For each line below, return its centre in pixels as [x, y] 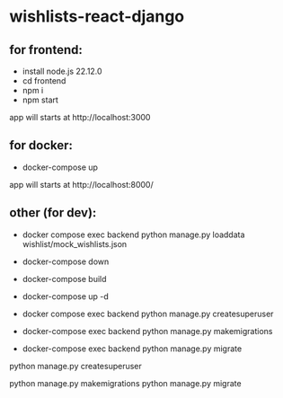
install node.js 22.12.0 [62, 71]
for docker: [41, 146]
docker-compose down [66, 261]
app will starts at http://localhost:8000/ [82, 184]
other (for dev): [53, 213]
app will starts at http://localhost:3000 [80, 117]
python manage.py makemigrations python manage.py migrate [125, 383]
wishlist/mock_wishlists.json [75, 243]
